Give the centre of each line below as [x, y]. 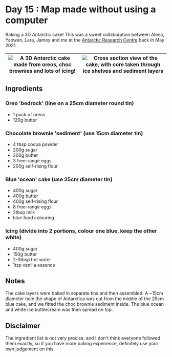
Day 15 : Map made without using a [81, 9]
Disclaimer [23, 325]
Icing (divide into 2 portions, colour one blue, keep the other [81, 231]
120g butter [25, 120]
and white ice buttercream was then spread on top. [59, 310]
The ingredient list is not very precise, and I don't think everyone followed [83, 338]
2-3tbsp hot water [32, 259]
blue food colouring [34, 218]
